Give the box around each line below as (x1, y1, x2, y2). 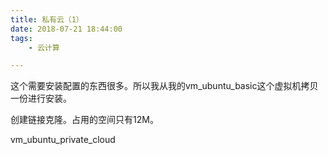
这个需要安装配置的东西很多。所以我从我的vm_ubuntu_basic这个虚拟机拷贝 (10, 80, 319, 92)
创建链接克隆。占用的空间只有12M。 (10, 114, 159, 126)
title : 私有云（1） (10, 14, 84, 25)
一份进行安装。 (10, 92, 72, 105)
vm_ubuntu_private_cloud (10, 134, 116, 146)
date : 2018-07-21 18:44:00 (10, 24, 123, 34)
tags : (10, 33, 33, 43)
